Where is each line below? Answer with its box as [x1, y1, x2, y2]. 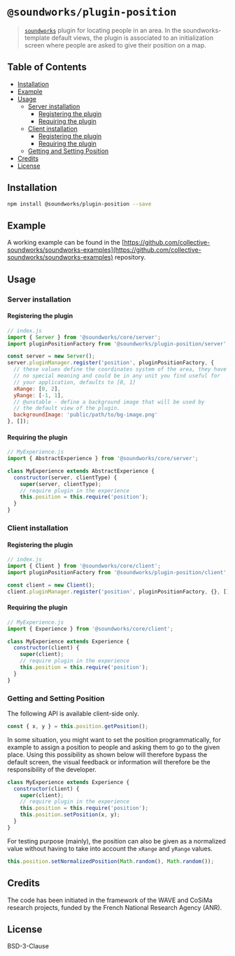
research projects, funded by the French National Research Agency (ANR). [7, 903, 222, 911]
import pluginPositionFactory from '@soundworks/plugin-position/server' [7, 340, 227, 348]
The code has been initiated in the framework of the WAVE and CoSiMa [7, 896, 213, 904]
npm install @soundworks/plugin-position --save [7, 200, 152, 208]
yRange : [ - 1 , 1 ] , [13, 392, 64, 399]
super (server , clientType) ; [20, 480, 101, 487]
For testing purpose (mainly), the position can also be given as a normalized [7, 836, 226, 845]
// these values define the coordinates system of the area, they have [13, 366, 227, 373]
